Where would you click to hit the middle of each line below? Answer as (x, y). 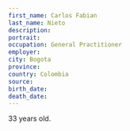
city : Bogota (30, 60)
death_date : (28, 96)
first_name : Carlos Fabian (53, 15)
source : (21, 81)
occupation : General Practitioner (65, 45)
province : (25, 67)
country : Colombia (38, 74)
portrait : (25, 37)
